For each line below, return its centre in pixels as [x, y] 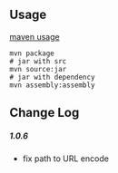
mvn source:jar [38, 69]
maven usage [35, 36]
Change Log [44, 113]
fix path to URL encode [65, 159]
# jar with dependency [52, 77]
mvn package [32, 53]
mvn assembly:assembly [52, 85]
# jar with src [38, 61]
